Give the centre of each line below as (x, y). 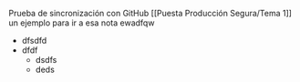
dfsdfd (34, 41)
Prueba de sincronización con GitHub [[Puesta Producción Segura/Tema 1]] (150, 13)
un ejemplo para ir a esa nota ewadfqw (82, 23)
